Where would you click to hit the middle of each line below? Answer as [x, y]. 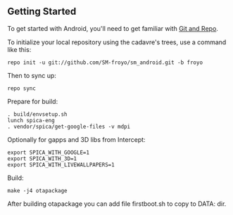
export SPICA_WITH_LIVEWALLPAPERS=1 [61, 164]
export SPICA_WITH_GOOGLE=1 [49, 152]
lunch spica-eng [31, 120]
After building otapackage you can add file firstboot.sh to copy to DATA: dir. [117, 204]
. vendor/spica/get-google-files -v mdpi [69, 126]
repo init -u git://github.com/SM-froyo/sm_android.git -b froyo [105, 63]
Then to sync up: [32, 75]
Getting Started [42, 12]
